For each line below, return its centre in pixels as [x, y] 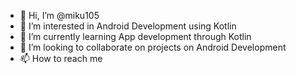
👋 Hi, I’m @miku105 [59, 15]
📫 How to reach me [61, 58]
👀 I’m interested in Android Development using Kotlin [128, 26]
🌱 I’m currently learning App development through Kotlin [135, 36]
